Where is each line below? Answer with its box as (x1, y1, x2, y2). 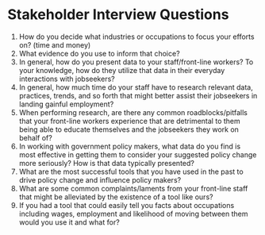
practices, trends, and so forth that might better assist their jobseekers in (18, 91, 258, 100)
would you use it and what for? (18, 217, 120, 227)
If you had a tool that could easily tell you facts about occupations (18, 200, 235, 210)
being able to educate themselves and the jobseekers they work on (18, 125, 240, 134)
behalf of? (18, 133, 52, 142)
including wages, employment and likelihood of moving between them (18, 209, 248, 218)
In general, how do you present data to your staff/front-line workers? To (18, 57, 254, 67)
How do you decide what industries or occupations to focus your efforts (18, 32, 255, 41)
